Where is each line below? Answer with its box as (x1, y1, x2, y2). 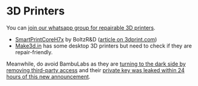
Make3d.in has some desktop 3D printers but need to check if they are (15, 42, 193, 49)
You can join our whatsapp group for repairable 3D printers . (6, 24, 156, 31)
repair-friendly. (15, 48, 53, 55)
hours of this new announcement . (6, 73, 91, 80)
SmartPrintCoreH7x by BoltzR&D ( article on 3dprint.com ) (15, 35, 157, 43)
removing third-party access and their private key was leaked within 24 (6, 66, 185, 73)
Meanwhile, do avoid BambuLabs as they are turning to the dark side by (6, 60, 186, 67)
